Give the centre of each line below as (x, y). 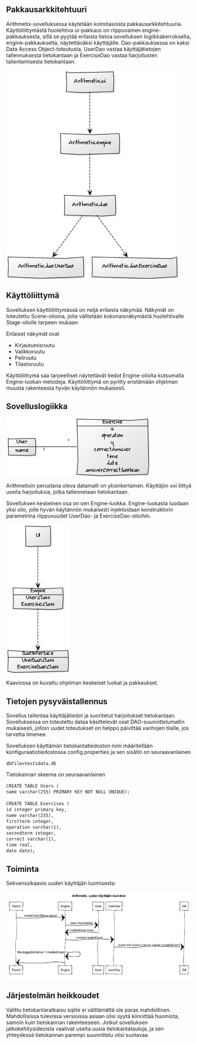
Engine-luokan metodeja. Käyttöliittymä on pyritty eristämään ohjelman (92, 381)
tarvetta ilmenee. (26, 735)
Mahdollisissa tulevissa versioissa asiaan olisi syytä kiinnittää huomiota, (93, 1016)
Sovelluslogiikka (37, 406)
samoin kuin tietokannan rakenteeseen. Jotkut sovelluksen (77, 1022)
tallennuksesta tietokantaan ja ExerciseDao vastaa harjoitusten (82, 55)
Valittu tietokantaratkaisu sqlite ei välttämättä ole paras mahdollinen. (89, 1010)
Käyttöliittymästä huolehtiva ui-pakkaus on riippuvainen (74, 30)
